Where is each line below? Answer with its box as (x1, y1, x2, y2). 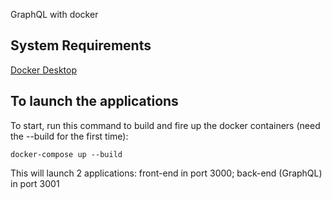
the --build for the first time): (10, 130, 129, 142)
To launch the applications (10, 93, 179, 110)
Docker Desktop (10, 64, 77, 76)
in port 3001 (10, 177, 60, 189)
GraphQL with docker (10, 9, 99, 20)
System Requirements (10, 37, 152, 54)
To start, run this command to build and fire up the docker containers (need (10, 119, 321, 131)
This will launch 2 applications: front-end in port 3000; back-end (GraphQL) (10, 167, 323, 179)
